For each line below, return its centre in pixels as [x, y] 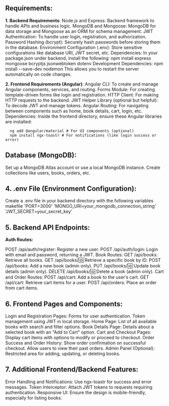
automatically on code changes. [38, 74]
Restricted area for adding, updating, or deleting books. [63, 354]
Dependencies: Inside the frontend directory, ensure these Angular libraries [84, 116]
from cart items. [22, 288]
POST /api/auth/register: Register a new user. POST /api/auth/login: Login [81, 249]
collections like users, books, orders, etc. [48, 173]
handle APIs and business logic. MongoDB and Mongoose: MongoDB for [81, 26]
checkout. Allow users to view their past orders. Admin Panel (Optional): [80, 348]
